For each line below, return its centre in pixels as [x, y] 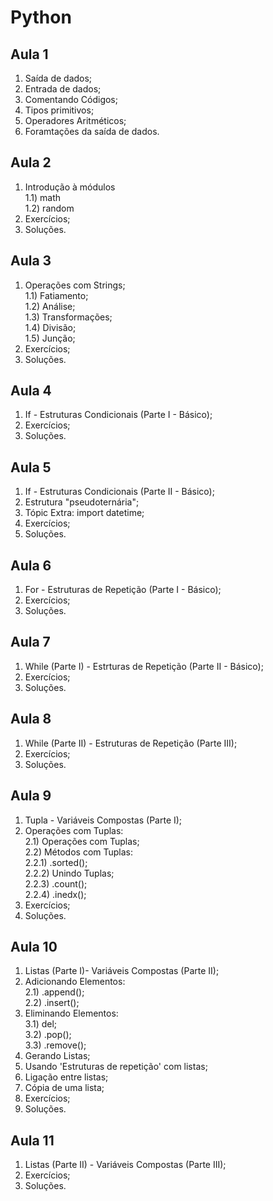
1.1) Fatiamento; [56, 295]
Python [41, 17]
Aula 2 [31, 162]
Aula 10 [34, 946]
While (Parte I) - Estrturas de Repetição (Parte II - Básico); [144, 666]
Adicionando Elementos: [75, 982]
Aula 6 [31, 565]
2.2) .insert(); [52, 1003]
